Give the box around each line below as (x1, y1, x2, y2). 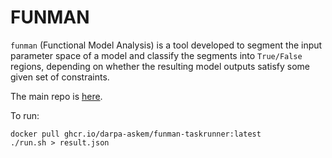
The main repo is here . (10, 90, 103, 102)
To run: (10, 109, 40, 121)
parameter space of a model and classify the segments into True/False (10, 49, 303, 61)
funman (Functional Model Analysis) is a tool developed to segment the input (10, 39, 323, 51)
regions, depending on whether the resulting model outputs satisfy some (10, 60, 311, 72)
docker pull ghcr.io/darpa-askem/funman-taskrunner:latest (10, 129, 262, 139)
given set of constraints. (10, 71, 110, 83)
